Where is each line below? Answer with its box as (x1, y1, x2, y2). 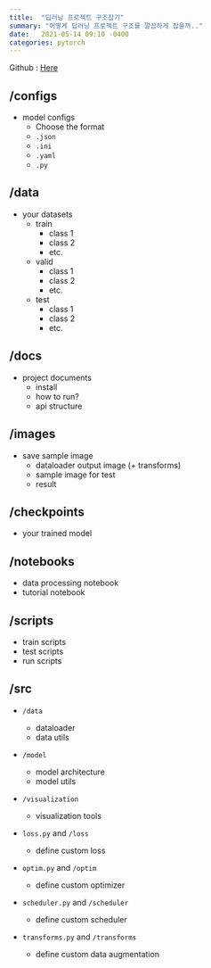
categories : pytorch (9, 37, 86, 47)
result (35, 478, 57, 489)
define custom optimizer (35, 880, 126, 890)
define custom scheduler (35, 914, 127, 924)
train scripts (21, 636, 67, 647)
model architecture (35, 766, 105, 777)
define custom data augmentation (35, 948, 160, 959)
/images (9, 426, 56, 442)
